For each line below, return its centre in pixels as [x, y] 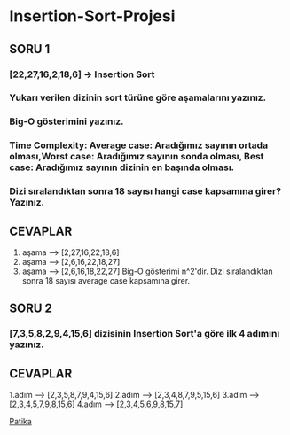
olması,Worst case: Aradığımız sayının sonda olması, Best [137, 157]
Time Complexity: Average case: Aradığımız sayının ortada [139, 145]
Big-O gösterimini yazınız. [67, 121]
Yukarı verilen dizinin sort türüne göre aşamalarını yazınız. [138, 97]
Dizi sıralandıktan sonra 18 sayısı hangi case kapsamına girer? [145, 191]
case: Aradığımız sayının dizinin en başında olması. [122, 167]
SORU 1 [30, 49]
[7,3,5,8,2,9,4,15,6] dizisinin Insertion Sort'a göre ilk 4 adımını [145, 334]
